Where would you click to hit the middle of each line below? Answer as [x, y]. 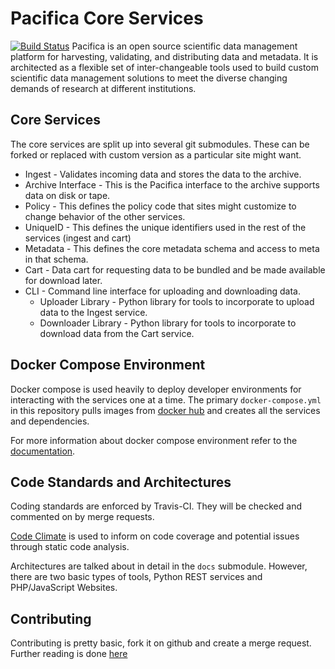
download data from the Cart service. [117, 333]
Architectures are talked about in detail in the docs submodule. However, [159, 566]
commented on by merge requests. [82, 517]
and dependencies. [50, 421]
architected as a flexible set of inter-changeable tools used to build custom [164, 67]
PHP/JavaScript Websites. [64, 588]
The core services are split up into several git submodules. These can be [160, 144]
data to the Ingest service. [93, 312]
